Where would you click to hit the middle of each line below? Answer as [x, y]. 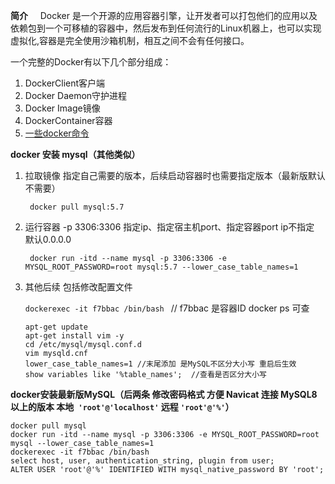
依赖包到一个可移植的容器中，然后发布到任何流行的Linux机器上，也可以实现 [166, 28]
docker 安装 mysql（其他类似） [75, 154]
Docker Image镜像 [62, 108]
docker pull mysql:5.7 [77, 207]
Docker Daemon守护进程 [76, 95]
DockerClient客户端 [65, 83]
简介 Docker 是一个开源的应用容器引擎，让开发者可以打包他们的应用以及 [164, 15]
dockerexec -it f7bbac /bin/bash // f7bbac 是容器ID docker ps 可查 [167, 308]
